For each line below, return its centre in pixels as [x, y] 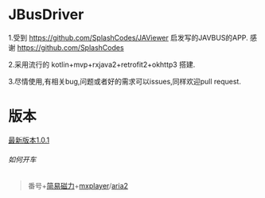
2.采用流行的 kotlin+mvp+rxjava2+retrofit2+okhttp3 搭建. [102, 64]
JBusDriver [46, 15]
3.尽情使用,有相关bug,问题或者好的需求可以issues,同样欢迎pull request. [125, 81]
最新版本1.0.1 [29, 140]
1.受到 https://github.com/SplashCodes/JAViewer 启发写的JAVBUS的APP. [128, 37]
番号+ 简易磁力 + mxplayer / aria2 [78, 186]
